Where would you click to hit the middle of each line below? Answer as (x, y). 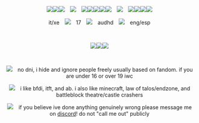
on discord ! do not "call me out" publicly (99, 114)
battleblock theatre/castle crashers (99, 95)
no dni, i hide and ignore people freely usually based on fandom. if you (105, 70)
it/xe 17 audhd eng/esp (99, 22)
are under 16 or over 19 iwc (99, 76)
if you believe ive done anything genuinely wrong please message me (105, 107)
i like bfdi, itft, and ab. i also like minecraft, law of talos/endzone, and (105, 88)
